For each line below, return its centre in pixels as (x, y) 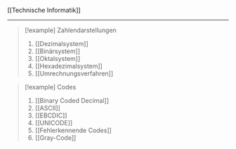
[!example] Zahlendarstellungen (71, 30)
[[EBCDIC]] (51, 115)
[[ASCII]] (48, 108)
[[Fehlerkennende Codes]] (73, 130)
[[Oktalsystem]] (58, 58)
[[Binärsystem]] (58, 51)
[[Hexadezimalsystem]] (69, 66)
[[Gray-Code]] (55, 138)
